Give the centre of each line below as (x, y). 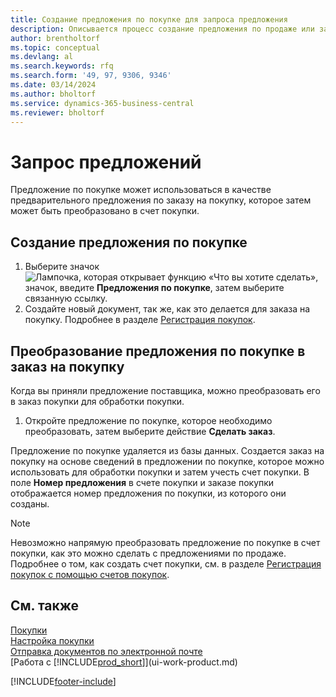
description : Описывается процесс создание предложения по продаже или (162, 29)
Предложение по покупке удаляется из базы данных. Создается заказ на (167, 450)
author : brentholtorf (55, 38)
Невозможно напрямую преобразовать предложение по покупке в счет (165, 542)
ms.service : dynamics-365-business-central (102, 103)
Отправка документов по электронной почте (106, 651)
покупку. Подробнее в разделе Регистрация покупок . (140, 320)
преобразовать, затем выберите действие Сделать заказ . (150, 431)
